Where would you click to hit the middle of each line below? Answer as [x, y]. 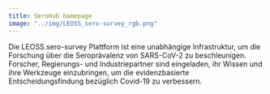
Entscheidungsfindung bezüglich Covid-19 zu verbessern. [105, 81]
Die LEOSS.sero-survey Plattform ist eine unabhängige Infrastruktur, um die [135, 46]
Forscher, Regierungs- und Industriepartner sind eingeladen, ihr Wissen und [135, 64]
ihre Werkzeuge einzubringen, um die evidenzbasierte [99, 72]
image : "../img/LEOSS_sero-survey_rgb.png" [83, 23]
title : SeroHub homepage [50, 16]
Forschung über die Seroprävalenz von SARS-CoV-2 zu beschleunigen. [128, 55]
